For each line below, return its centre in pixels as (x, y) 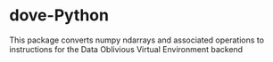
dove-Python (59, 15)
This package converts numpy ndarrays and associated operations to (137, 40)
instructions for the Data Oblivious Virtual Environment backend (126, 49)
